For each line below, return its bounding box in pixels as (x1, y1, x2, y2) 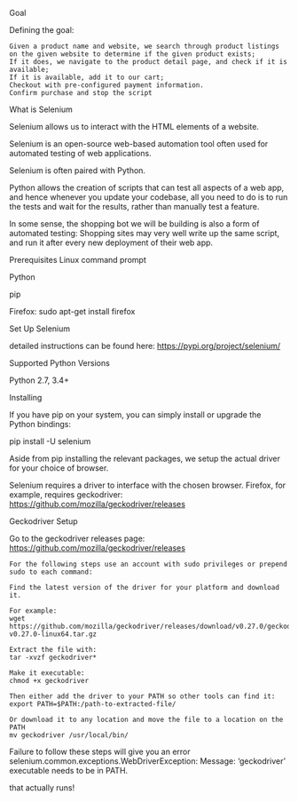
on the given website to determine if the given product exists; (9, 50, 255, 59)
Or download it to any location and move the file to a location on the (9, 715, 284, 724)
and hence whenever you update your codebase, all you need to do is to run (9, 192, 288, 202)
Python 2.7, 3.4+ (9, 375, 69, 385)
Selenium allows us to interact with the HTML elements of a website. (9, 122, 260, 131)
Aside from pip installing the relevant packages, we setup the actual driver (9, 453, 281, 464)
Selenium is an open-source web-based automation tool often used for (9, 139, 269, 149)
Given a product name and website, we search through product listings (9, 42, 279, 51)
